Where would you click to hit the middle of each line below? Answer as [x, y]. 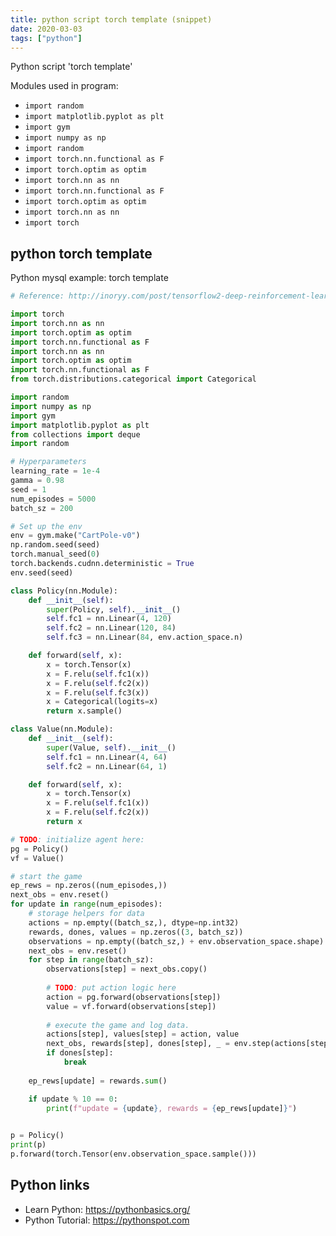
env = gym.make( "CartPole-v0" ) [75, 536]
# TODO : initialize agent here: [77, 839]
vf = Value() [37, 858]
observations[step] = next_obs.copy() [127, 969]
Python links [50, 1185]
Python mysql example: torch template [89, 278]
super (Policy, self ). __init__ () [114, 609]
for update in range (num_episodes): [86, 904]
